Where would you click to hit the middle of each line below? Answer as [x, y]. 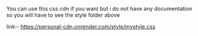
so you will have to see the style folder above [63, 15]
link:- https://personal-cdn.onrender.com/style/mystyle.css [81, 27]
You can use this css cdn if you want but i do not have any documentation [99, 9]
